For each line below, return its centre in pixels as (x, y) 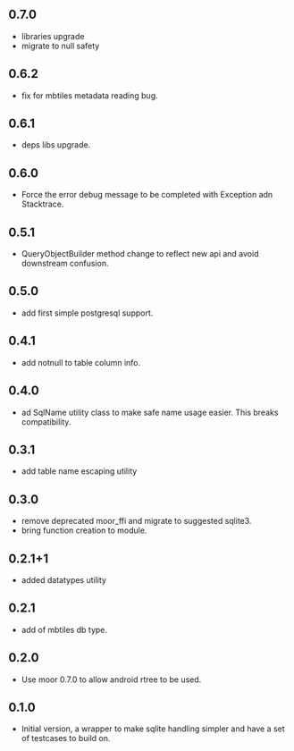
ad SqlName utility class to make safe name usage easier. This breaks (150, 412)
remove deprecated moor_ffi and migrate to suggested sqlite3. (136, 521)
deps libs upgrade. (56, 145)
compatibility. (46, 422)
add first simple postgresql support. (87, 313)
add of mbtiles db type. (64, 629)
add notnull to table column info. (80, 362)
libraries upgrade (53, 36)
